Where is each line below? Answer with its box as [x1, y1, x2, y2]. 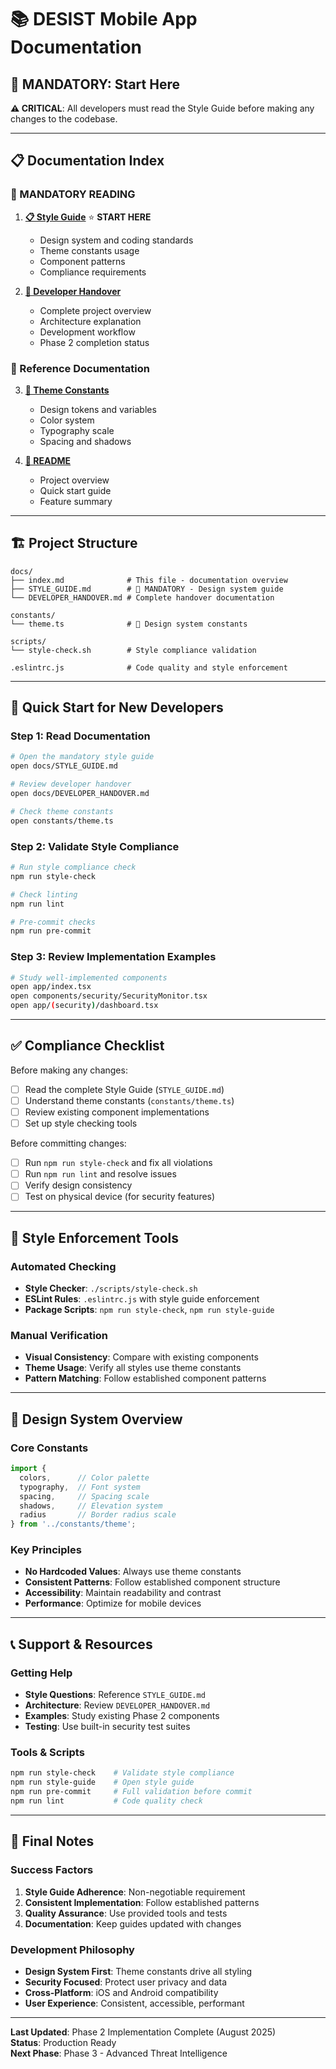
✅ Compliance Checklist [10, 1037, 165, 1055]
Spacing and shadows [39, 435, 132, 447]
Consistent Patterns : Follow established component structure [24, 1576, 281, 1588]
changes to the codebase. [10, 113, 118, 125]
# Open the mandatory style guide [10, 752, 155, 762]
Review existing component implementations [24, 1106, 210, 1118]
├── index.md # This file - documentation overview [10, 575, 288, 585]
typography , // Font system [19, 1482, 141, 1492]
